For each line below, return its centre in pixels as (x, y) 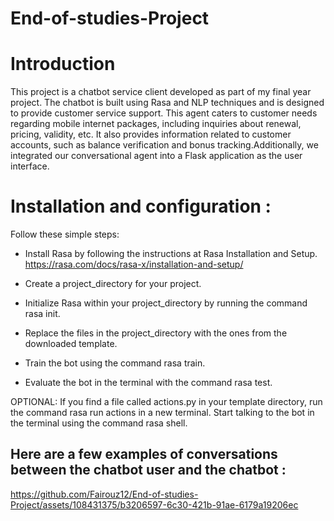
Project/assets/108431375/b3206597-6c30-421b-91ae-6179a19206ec (154, 504)
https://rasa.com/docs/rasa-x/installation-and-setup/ (134, 264)
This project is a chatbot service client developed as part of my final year (161, 92)
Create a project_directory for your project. (113, 284)
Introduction (63, 64)
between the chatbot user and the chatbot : (148, 470)
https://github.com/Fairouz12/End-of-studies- (104, 494)
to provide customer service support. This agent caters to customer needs (164, 113)
